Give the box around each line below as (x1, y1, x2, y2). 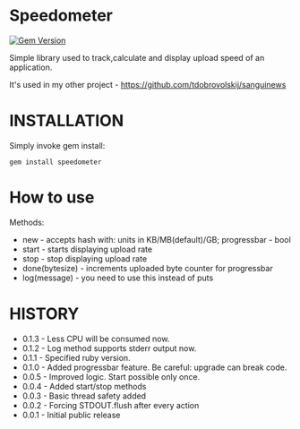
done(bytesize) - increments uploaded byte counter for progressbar (21, 262, 273, 273)
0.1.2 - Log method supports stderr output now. (21, 342, 197, 354)
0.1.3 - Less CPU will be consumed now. (21, 333, 170, 344)
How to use (9, 187, 95, 208)
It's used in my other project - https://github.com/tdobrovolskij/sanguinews (9, 79, 287, 90)
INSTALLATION (9, 111, 124, 131)
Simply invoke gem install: (9, 140, 106, 150)
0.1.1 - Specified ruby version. (21, 352, 132, 363)
